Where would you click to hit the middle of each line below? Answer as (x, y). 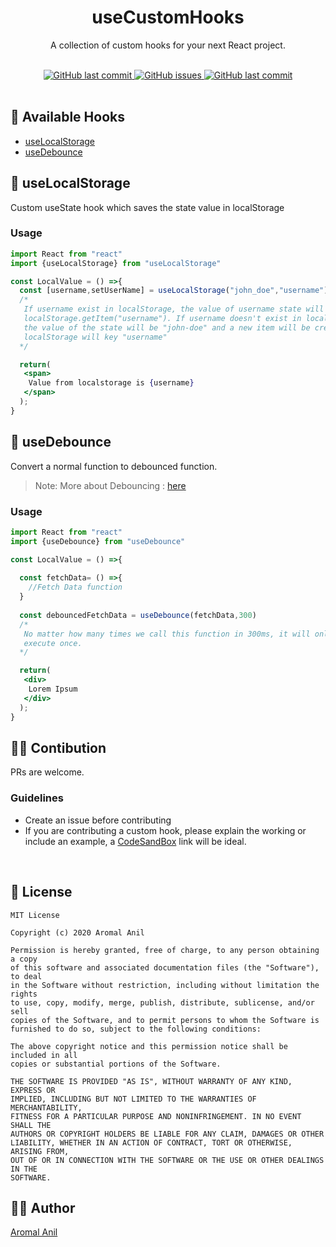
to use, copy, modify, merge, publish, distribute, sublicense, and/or (162, 1002)
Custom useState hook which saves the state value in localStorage (147, 207)
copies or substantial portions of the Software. (116, 1064)
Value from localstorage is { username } (111, 383)
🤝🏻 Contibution (58, 747)
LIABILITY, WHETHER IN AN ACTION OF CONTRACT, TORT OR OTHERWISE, (151, 1142)
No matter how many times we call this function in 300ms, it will (167, 634)
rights (24, 994)
